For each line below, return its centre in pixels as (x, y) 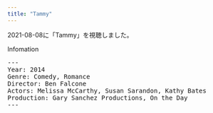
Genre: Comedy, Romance (49, 76)
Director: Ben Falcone (47, 83)
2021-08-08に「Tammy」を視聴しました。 (70, 35)
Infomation (23, 49)
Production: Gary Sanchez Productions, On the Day (98, 97)
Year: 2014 (26, 69)
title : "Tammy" (30, 14)
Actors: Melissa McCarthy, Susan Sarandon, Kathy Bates (107, 90)
